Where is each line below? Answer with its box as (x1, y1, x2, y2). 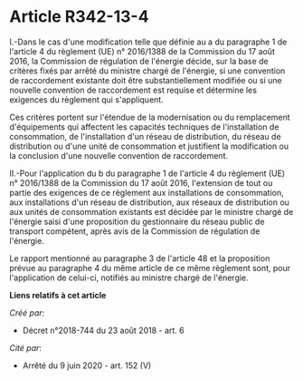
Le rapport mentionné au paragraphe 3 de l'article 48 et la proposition (9, 252, 270, 264)
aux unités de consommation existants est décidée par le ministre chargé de (9, 206, 294, 217)
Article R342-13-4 (9, 6, 149, 27)
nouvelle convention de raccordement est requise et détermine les (9, 84, 258, 95)
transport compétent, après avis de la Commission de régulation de (9, 225, 260, 237)
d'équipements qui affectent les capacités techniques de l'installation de (9, 121, 279, 132)
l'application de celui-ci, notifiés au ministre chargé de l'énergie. (9, 272, 249, 283)
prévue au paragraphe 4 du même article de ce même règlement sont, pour (9, 262, 291, 273)
